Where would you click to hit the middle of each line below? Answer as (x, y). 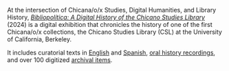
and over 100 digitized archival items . (60, 60)
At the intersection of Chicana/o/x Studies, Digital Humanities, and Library (112, 10)
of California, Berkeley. (40, 39)
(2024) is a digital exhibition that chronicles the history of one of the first (110, 24)
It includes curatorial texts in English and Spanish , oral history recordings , (111, 52)
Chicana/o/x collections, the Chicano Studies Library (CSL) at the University (115, 32)
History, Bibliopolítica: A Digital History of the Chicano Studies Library (106, 17)
